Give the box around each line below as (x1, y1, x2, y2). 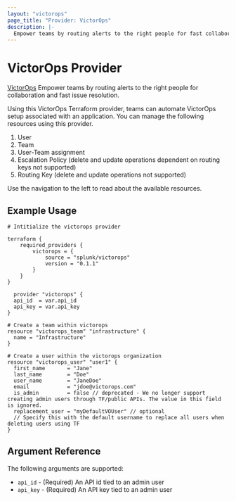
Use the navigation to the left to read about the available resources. (7, 184, 202, 193)
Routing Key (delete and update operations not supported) (17, 170, 187, 179)
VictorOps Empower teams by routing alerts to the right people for (7, 84, 199, 92)
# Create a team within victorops (7, 322, 109, 329)
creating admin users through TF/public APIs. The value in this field (7, 395, 221, 402)
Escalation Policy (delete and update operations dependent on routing (17, 156, 220, 164)
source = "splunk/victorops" (44, 254, 131, 261)
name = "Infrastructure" (13, 334, 86, 341)
